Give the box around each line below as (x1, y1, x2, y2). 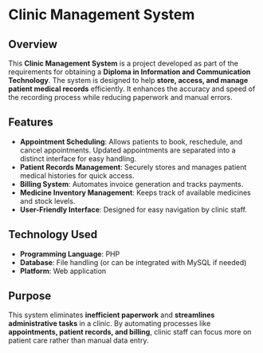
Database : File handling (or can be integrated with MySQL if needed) (19, 257, 247, 267)
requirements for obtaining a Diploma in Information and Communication (8, 67, 251, 77)
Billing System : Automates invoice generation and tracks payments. (19, 179, 244, 188)
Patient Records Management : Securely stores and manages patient (19, 162, 247, 172)
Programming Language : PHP (19, 249, 120, 259)
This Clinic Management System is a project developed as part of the (8, 58, 239, 68)
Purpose (8, 289, 52, 303)
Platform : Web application (19, 266, 107, 276)
